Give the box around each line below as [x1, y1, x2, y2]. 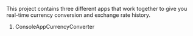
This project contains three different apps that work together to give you [6, 5, 188, 12]
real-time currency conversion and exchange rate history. [6, 11, 151, 19]
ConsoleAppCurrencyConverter [15, 23, 95, 30]
